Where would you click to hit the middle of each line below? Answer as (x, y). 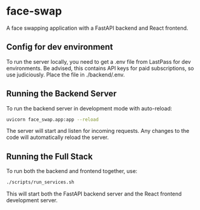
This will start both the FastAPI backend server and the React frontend (94, 194)
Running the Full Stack (49, 156)
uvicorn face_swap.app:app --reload (52, 120)
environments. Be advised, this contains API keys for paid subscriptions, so (100, 68)
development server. (32, 200)
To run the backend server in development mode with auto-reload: (89, 108)
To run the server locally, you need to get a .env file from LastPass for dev (98, 61)
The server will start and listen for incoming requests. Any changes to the (98, 131)
